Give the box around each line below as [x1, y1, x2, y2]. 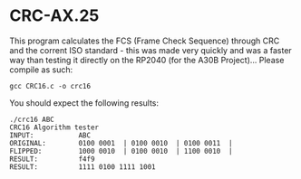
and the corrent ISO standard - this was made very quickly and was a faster [9, 44, 292, 55]
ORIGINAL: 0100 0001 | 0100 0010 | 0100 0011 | [9, 138, 233, 147]
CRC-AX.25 [9, 5, 100, 26]
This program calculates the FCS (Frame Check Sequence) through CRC [9, 35, 280, 46]
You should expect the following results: [9, 97, 160, 108]
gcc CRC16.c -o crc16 [9, 81, 92, 90]
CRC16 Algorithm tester [9, 123, 100, 132]
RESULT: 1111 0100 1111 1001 [9, 162, 156, 172]
